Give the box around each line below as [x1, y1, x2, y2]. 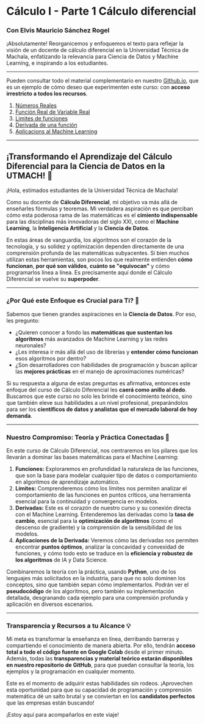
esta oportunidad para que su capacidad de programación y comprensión [6, 686, 192, 693]
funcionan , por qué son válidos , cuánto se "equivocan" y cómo [6, 262, 170, 270]
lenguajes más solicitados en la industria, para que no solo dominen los [6, 574, 186, 582]
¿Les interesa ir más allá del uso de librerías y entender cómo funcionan [15, 348, 198, 355]
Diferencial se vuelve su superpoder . [6, 275, 100, 283]
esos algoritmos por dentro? [15, 355, 87, 362]
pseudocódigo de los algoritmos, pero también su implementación [6, 587, 174, 594]
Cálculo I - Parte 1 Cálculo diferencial [6, 4, 196, 18]
